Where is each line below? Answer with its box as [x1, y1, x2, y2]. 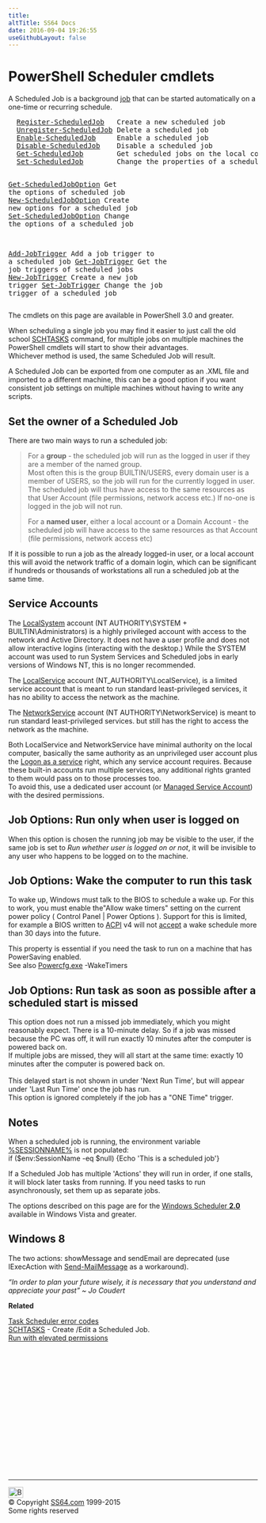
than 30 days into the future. [8, 929, 101, 938]
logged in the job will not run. [27, 502, 123, 511]
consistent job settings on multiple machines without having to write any [8, 383, 244, 393]
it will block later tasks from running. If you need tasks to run [8, 1177, 206, 1187]
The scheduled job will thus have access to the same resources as [27, 484, 245, 494]
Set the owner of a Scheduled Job [8, 415, 178, 428]
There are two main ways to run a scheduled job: [8, 436, 168, 445]
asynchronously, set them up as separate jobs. [8, 1186, 161, 1195]
